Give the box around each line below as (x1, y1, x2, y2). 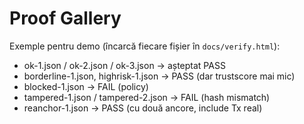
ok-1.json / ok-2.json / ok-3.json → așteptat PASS (23, 59, 226, 71)
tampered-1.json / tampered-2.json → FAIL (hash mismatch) (23, 91, 271, 103)
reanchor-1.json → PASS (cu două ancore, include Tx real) (23, 102, 263, 114)
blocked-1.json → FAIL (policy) (23, 80, 149, 92)
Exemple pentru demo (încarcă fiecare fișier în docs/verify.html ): (9, 40, 281, 52)
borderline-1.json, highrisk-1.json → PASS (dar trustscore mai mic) (23, 70, 296, 82)
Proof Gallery (9, 7, 122, 30)
